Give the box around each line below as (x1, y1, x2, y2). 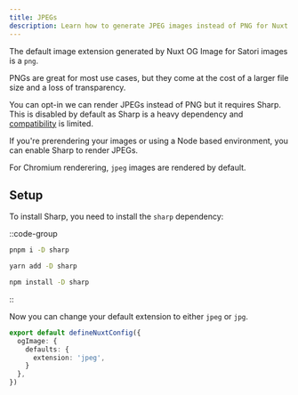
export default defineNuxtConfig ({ (9, 328, 141, 337)
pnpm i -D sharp (9, 246, 69, 254)
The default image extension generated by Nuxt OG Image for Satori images (9, 45, 288, 56)
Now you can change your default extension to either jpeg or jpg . (9, 310, 249, 321)
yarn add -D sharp (9, 262, 77, 271)
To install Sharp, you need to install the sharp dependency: (9, 211, 224, 222)
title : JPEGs (9, 12, 58, 22)
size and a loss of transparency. (9, 82, 126, 93)
